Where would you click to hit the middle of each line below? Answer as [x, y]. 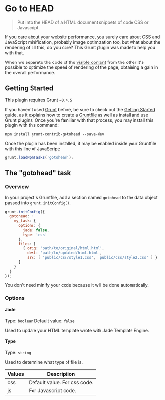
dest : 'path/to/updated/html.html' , [65, 253]
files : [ [27, 244]
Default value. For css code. [61, 382]
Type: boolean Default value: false [40, 321]
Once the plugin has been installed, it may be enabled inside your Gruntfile [81, 143]
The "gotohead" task [38, 173]
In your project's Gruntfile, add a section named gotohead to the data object [81, 198]
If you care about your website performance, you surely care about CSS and [82, 37]
